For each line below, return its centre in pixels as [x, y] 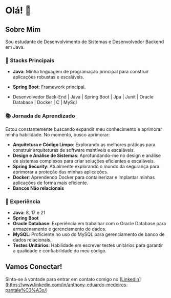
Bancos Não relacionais [38, 188]
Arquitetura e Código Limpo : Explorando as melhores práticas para [84, 144]
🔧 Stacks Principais [30, 60]
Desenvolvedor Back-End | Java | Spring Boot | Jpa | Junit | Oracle [83, 97]
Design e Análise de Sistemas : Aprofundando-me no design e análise [87, 155]
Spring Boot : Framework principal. [49, 87]
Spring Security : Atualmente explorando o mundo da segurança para [86, 166]
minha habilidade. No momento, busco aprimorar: [58, 134]
